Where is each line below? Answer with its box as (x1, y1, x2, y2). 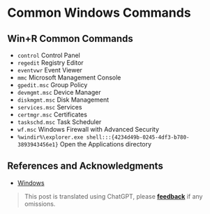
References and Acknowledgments (7, 160, 164, 172)
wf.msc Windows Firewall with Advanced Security (17, 125, 159, 133)
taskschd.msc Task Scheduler (17, 118, 102, 126)
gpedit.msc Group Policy (17, 81, 88, 89)
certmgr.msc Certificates (17, 110, 87, 119)
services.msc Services (17, 103, 82, 111)
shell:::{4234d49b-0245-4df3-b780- (86, 134, 190, 141)
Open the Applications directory (59, 140, 152, 148)
